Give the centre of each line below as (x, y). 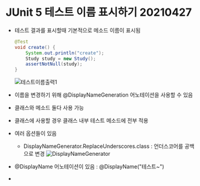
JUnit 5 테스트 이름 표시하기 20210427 (99, 12)
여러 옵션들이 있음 (35, 133)
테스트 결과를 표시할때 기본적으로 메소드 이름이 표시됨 (77, 30)
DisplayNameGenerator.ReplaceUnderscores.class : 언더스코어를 (103, 146)
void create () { (35, 47)
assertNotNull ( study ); (54, 64)
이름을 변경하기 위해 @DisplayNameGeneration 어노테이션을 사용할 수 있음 (104, 95)
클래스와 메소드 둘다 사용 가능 (49, 108)
